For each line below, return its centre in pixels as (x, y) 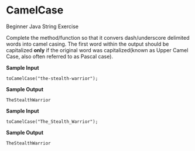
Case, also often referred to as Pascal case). (59, 56)
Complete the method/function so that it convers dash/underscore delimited (98, 37)
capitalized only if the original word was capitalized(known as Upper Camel (97, 50)
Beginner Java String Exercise (42, 26)
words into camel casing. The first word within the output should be (88, 44)
